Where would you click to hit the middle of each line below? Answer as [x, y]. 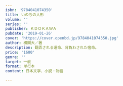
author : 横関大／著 [24, 43]
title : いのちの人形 [25, 15]
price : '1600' [20, 52]
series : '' [17, 24]
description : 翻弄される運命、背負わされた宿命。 [52, 48]
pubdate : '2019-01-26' [29, 33]
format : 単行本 [20, 66]
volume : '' [17, 19]
